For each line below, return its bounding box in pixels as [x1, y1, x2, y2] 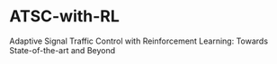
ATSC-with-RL [9, 6, 120, 27]
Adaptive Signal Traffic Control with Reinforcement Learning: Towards [9, 36, 268, 46]
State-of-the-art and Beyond [9, 44, 116, 55]
